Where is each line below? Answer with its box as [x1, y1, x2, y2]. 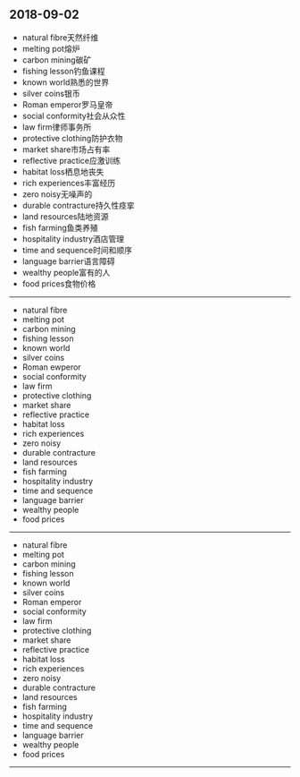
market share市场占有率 [21, 143, 111, 155]
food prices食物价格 [21, 277, 96, 289]
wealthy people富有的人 [21, 267, 111, 277]
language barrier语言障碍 [21, 255, 116, 267]
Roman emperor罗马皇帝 [21, 98, 113, 110]
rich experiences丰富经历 [21, 177, 116, 188]
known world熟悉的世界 [21, 76, 110, 88]
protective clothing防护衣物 [21, 132, 123, 143]
